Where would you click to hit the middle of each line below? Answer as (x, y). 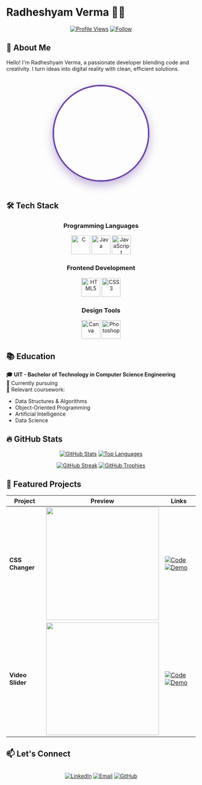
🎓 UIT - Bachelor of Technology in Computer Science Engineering (91, 374)
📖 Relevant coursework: (35, 389)
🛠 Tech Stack (32, 206)
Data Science (32, 420)
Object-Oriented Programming (53, 407)
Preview (102, 501)
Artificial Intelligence (40, 414)
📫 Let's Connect (38, 753)
